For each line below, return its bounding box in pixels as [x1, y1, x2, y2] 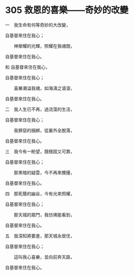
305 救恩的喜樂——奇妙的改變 [5, 4, 129, 16]
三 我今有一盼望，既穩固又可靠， [5, 148, 75, 154]
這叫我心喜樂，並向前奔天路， [13, 254, 75, 260]
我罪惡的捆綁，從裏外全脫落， [13, 127, 75, 133]
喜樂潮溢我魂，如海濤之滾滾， [13, 85, 75, 91]
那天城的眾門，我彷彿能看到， [13, 211, 75, 217]
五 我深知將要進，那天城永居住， [5, 233, 75, 239]
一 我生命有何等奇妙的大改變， [5, 22, 70, 28]
